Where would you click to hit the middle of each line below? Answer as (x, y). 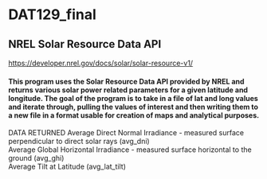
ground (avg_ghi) (36, 158)
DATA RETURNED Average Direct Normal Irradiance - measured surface (126, 133)
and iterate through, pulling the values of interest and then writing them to (133, 107)
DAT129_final (53, 15)
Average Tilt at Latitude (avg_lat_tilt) (67, 167)
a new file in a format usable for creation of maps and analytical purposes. (134, 115)
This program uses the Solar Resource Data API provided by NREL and (126, 81)
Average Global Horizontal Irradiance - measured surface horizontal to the (130, 150)
